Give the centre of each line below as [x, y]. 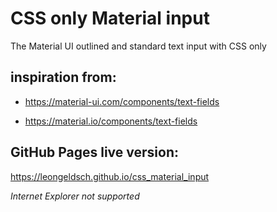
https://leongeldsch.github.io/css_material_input [110, 176]
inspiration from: [63, 77]
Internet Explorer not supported [75, 196]
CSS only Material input [110, 18]
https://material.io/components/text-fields [111, 121]
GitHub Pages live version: [94, 152]
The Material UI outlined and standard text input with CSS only [138, 46]
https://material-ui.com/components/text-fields [122, 101]
